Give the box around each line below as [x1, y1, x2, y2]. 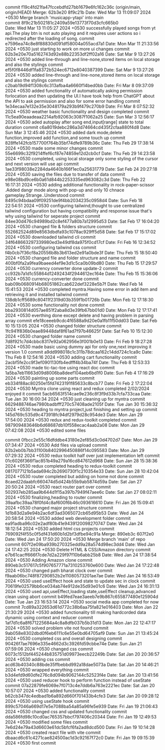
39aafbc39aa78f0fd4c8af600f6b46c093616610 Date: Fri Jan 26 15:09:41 [5, 500, 154, 506]
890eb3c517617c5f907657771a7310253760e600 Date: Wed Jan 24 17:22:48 [5, 563, 160, 568]
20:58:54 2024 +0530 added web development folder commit [5, 515, 131, 521]
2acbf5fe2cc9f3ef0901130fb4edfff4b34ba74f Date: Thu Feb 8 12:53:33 [5, 360, 150, 365]
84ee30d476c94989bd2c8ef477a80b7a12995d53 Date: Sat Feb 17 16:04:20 [5, 218, 160, 224]
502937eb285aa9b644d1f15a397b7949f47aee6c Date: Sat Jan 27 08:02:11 [5, 489, 157, 495]
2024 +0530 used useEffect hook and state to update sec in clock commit [5, 578, 156, 584]
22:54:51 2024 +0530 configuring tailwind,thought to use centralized [5, 203, 145, 209]
